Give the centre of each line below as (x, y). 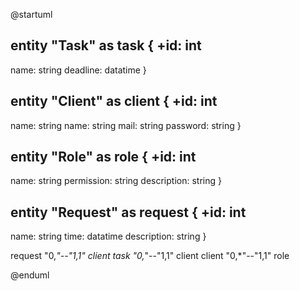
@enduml (30, 275)
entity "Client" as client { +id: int (114, 101)
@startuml (31, 14)
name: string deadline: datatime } (78, 70)
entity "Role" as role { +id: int (103, 157)
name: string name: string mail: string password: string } (126, 125)
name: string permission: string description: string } (116, 181)
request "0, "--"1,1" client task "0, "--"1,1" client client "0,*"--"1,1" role (150, 256)
